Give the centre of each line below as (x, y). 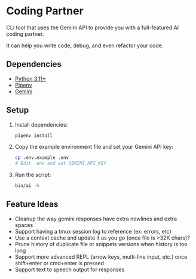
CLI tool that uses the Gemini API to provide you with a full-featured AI (93, 27)
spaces (24, 225)
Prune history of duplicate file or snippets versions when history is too (101, 244)
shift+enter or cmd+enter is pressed (59, 263)
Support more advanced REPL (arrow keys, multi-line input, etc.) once (101, 257)
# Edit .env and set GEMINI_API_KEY (60, 163)
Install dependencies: (41, 124)
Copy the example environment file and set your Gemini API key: (94, 147)
